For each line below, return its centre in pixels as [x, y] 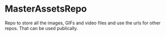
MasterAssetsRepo [46, 9]
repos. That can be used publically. [41, 28]
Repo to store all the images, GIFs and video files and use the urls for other [83, 23]
